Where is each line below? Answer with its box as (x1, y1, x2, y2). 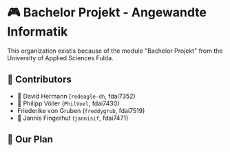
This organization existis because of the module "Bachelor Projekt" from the (7, 47, 223, 55)
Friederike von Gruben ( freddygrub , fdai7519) (17, 106, 145, 114)
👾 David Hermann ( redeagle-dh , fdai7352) (17, 92, 136, 100)
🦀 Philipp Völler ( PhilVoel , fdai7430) (17, 99, 120, 107)
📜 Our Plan (7, 134, 54, 145)
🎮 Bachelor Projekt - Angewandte (7, 5, 207, 21)
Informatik (7, 24, 68, 40)
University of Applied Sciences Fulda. (7, 53, 114, 62)
